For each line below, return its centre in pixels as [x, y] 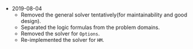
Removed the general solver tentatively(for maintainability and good [104, 15]
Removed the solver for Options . [60, 34]
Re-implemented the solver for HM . [62, 40]
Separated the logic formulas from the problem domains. [90, 27]
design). [31, 21]
